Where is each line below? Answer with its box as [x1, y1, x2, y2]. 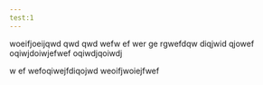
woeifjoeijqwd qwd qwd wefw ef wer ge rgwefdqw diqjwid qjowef [9, 38, 255, 49]
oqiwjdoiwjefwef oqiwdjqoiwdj [9, 47, 123, 59]
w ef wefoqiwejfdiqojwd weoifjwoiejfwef [9, 65, 160, 76]
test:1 [9, 13, 34, 23]
